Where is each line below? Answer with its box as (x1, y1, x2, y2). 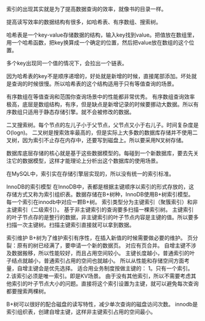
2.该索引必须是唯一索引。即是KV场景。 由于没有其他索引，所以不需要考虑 (6, 272, 191, 280)
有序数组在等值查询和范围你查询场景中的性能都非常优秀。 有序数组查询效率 (6, 93, 195, 100)
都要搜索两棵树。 (6, 287, 49, 295)
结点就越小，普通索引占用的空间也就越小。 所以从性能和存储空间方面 (11, 257, 184, 264)
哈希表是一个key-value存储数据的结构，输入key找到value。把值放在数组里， (6, 31, 198, 38)
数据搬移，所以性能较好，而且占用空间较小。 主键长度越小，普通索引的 (11, 250, 190, 256)
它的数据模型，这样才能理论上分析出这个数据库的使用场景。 (11, 157, 162, 164)
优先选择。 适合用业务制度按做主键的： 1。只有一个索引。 (48, 265, 193, 272)
